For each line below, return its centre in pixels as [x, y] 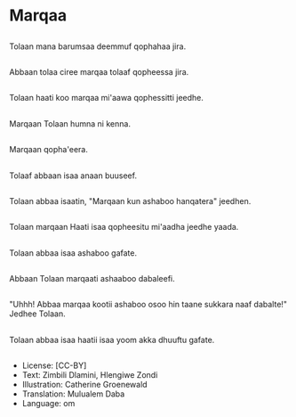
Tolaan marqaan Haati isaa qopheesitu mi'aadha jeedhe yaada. [124, 227]
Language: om [48, 404]
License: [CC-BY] [54, 365]
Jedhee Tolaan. [38, 314]
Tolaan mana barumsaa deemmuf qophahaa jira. [98, 46]
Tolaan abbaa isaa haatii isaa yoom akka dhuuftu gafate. [112, 339]
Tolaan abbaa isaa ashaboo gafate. [73, 253]
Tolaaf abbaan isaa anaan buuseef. [73, 176]
